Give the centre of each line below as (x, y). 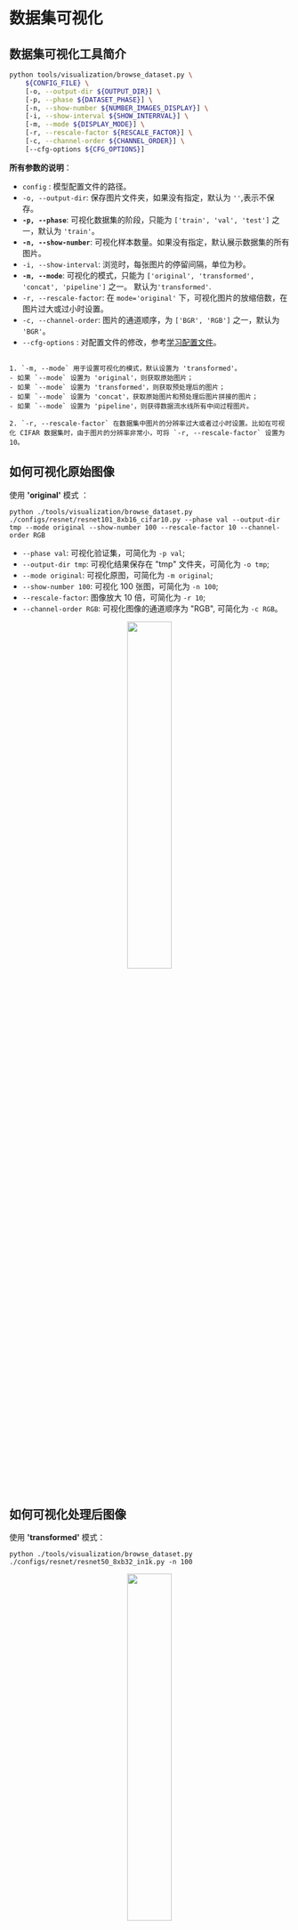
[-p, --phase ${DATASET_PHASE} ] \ (89, 100)
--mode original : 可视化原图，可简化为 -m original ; (117, 575)
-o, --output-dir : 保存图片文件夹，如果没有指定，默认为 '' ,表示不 (144, 198)
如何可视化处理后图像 (68, 1514)
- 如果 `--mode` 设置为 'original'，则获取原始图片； (101, 378)
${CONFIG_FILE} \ (57, 83)
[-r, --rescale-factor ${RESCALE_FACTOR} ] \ (109, 133)
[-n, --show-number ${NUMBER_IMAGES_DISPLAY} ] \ (117, 108)
